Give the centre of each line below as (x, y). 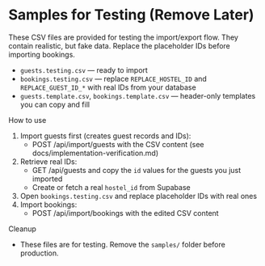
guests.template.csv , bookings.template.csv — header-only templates (138, 95)
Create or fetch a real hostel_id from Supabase (111, 187)
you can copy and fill (55, 104)
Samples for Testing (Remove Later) (131, 15)
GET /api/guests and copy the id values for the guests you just (137, 170)
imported (47, 179)
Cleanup (22, 229)
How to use (27, 120)
